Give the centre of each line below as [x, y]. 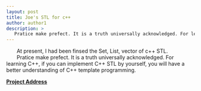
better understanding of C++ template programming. [71, 70]
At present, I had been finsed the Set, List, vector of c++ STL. [92, 51]
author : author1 [26, 23]
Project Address [27, 82]
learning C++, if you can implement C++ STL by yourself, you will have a [95, 64]
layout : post [22, 12]
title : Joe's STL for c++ [38, 17]
